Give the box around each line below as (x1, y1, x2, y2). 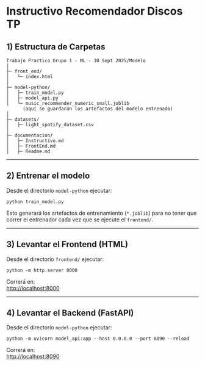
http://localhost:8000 (6, 284, 60, 292)
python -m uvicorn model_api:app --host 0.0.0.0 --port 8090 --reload (6, 335, 190, 342)
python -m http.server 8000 (6, 267, 78, 273)
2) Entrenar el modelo (6, 171, 90, 181)
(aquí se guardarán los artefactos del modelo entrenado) (22, 106, 173, 112)
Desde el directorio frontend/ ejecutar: (6, 255, 104, 263)
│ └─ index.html (6, 74, 53, 80)
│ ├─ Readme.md (6, 148, 51, 154)
